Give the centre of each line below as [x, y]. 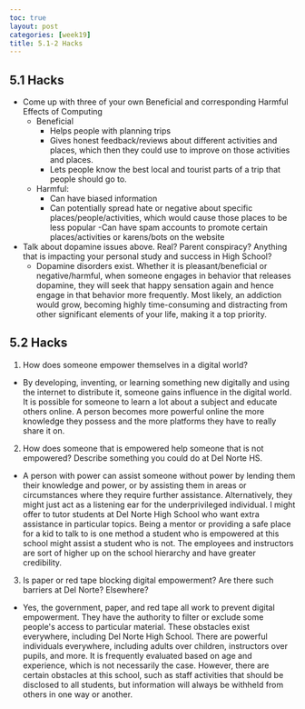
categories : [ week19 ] [50, 35]
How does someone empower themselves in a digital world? [135, 364]
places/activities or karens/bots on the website [137, 237]
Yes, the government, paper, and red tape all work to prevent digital [148, 607]
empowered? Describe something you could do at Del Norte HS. [143, 458]
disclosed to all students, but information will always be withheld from [153, 684]
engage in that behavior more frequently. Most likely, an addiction [159, 295]
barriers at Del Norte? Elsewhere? [85, 589]
